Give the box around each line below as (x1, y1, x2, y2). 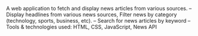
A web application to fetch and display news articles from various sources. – (6, 5, 192, 12)
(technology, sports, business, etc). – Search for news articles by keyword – (6, 17, 191, 24)
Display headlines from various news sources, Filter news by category (6, 11, 177, 18)
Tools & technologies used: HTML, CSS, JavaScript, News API (6, 23, 157, 30)
